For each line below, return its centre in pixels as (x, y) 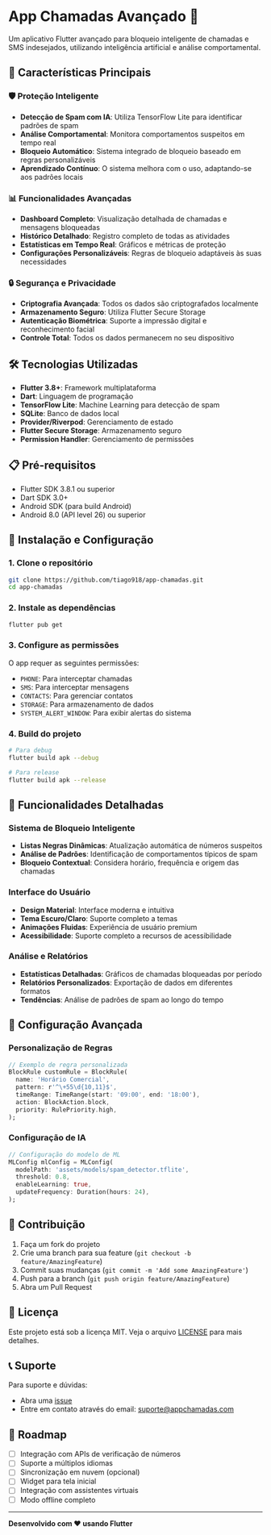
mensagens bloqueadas (60, 227)
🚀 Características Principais (80, 73)
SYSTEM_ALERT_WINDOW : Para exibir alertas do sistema (106, 712)
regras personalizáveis (58, 160)
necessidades (43, 261)
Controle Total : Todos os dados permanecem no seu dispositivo (127, 338)
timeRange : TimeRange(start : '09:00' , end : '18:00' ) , (108, 1095)
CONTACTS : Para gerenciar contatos (76, 695)
